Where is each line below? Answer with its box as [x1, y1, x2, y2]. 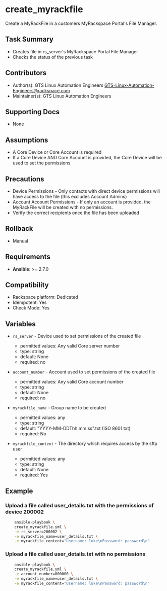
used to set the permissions [12, 160, 71, 166]
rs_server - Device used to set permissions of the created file [12, 333, 141, 339]
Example [5, 486, 33, 495]
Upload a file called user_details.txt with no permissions [5, 550, 146, 558]
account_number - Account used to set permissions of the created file [12, 369, 155, 375]
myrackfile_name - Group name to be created [12, 405, 106, 411]
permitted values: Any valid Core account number [20, 379, 124, 385]
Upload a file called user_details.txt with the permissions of [5, 502, 154, 509]
